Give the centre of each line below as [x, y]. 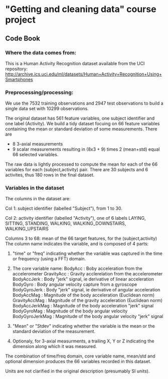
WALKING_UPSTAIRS [27, 229]
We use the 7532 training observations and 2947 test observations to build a [85, 103]
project [21, 20]
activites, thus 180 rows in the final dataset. [50, 175]
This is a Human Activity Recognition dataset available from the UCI [75, 63]
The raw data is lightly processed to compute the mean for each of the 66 [81, 164]
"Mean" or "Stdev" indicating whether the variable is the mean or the [83, 326]
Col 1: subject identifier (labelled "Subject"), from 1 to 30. [64, 208]
